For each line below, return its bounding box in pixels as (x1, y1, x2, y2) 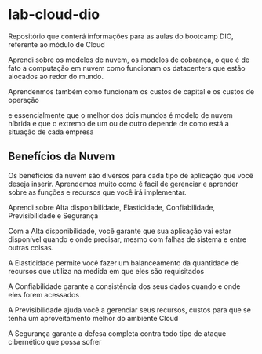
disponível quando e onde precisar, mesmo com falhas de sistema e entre (8, 234, 247, 244)
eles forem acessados (8, 290, 80, 299)
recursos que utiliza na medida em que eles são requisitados (8, 266, 205, 276)
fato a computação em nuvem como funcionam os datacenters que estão (8, 63, 246, 72)
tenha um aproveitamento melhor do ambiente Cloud (8, 313, 179, 323)
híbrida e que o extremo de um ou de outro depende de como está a (8, 119, 229, 128)
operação (8, 95, 39, 104)
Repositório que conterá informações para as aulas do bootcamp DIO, (8, 31, 234, 41)
